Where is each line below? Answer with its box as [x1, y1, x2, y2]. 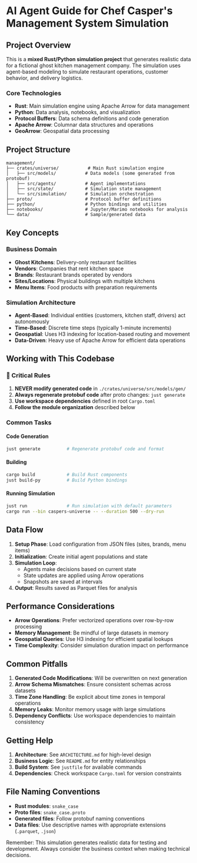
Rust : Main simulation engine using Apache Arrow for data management [14, 102, 190, 109]
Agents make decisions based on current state [23, 565, 137, 572]
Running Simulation [6, 490, 55, 497]
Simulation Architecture [6, 298, 76, 307]
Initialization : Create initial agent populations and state [14, 553, 148, 560]
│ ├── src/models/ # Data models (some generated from [6, 171, 175, 177]
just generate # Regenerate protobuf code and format [6, 446, 165, 452]
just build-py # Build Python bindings [6, 477, 128, 483]
